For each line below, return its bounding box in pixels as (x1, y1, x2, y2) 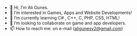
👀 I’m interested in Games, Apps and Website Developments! (9, 10, 132, 16)
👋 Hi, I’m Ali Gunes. (9, 5, 48, 10)
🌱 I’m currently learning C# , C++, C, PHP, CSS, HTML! (9, 15, 120, 20)
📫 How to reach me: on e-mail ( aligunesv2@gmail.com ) (9, 26, 123, 31)
